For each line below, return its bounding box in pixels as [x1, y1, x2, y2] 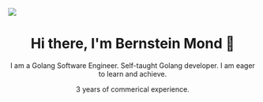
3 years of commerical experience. [76, 84, 190, 94]
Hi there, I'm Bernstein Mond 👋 [30, 35, 235, 53]
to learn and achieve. [98, 69, 167, 78]
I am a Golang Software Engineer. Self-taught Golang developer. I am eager [10, 60, 255, 70]
